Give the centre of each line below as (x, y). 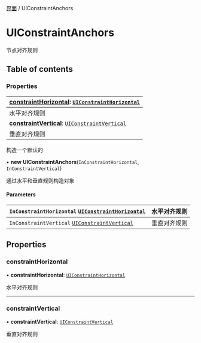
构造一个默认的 (25, 150)
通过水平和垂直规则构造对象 (40, 180)
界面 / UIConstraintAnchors (40, 8)
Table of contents (39, 69)
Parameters (21, 195)
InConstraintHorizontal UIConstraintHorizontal (77, 211)
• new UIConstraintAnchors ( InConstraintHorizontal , (73, 162)
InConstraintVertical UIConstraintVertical (71, 223)
